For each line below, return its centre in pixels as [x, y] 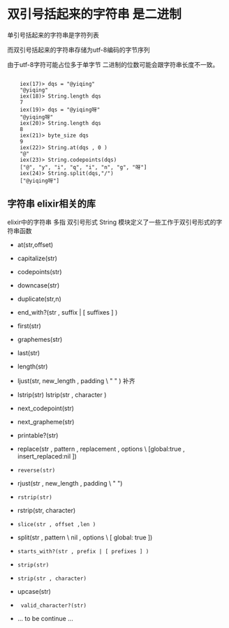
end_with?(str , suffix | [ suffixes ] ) [67, 312]
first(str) [29, 326]
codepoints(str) [39, 271]
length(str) [32, 366]
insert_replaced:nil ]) [47, 456]
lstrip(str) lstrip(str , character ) [62, 394]
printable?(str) [38, 435]
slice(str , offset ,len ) [57, 524]
